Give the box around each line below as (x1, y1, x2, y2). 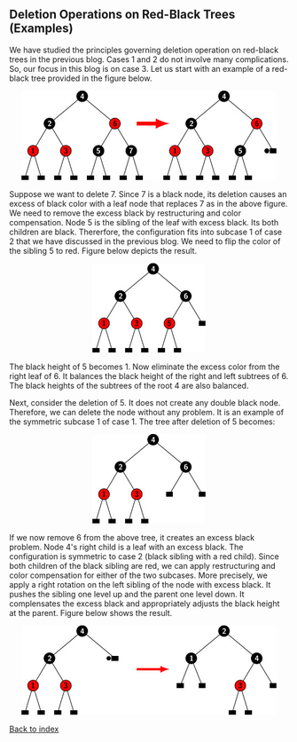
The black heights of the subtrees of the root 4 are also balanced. (9, 380, 249, 391)
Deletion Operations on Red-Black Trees (9, 7, 236, 22)
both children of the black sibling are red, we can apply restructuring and (9, 560, 277, 571)
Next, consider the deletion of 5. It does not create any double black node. (9, 397, 281, 407)
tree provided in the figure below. (30, 73, 152, 83)
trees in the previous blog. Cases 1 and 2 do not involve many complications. (9, 53, 289, 65)
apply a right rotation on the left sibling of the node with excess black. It (9, 579, 271, 589)
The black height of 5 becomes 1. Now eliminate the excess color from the (9, 361, 280, 372)
